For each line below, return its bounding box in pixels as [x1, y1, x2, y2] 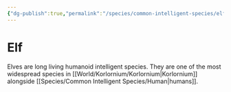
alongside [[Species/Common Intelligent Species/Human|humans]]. [7, 77, 198, 85]
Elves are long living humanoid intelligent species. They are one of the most [7, 62, 221, 71]
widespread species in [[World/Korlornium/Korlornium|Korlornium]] [7, 69, 198, 78]
